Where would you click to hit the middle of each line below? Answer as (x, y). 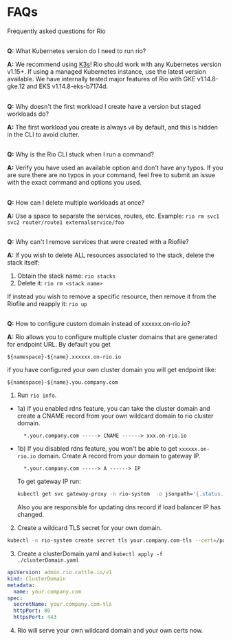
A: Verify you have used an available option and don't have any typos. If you (115, 168)
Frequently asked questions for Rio (57, 31)
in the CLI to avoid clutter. (43, 134)
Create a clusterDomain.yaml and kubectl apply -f (90, 554)
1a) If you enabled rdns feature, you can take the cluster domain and (114, 409)
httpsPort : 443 (35, 618)
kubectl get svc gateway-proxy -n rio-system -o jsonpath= (105, 494)
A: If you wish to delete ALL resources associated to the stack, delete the (111, 255)
